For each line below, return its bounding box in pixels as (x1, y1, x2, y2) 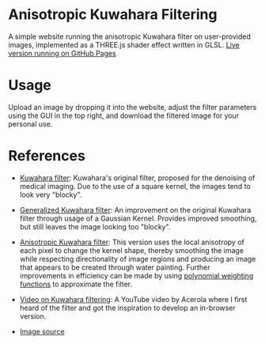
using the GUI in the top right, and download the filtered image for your (8, 111, 240, 120)
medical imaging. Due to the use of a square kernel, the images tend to (19, 181, 251, 191)
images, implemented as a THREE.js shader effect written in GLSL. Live (8, 40, 240, 49)
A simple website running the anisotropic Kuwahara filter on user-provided (8, 32, 252, 41)
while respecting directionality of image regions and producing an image (19, 254, 256, 263)
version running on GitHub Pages (8, 48, 116, 58)
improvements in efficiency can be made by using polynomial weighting (19, 270, 254, 280)
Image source (19, 327, 65, 336)
